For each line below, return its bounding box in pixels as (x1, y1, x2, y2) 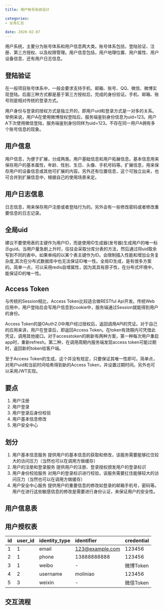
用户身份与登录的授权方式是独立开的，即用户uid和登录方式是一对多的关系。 (5, 108, 157, 114)
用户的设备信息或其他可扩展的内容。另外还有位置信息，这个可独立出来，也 (9, 168, 159, 174)
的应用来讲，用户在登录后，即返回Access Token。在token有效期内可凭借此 (5, 327, 156, 333)
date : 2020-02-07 (5, 29, 41, 34)
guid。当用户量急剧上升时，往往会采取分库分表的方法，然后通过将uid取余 (9, 246, 157, 252)
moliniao (75, 571, 95, 578)
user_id (17, 537, 35, 544)
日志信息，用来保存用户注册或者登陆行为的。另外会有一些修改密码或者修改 (5, 204, 155, 210)
